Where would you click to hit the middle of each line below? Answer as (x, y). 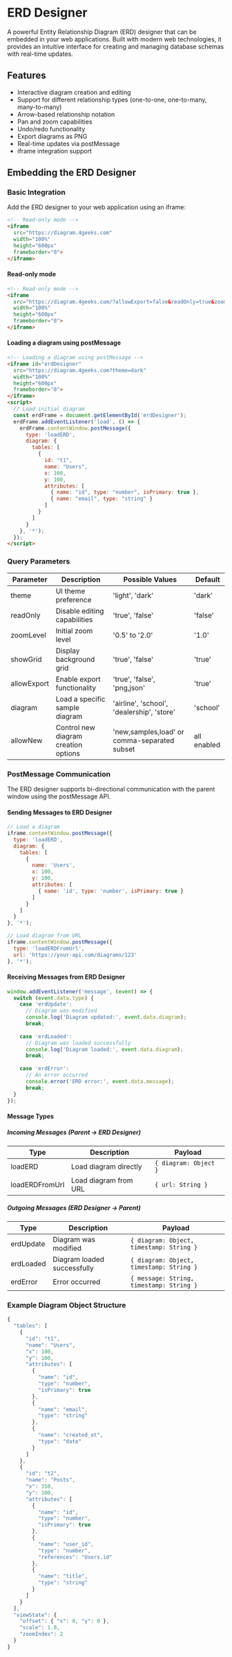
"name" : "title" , (63, 1576)
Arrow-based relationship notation (66, 114)
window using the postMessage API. (59, 796)
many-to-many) (39, 107)
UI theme (70, 591)
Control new (75, 727)
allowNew (27, 740)
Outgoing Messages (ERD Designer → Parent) (74, 1207)
